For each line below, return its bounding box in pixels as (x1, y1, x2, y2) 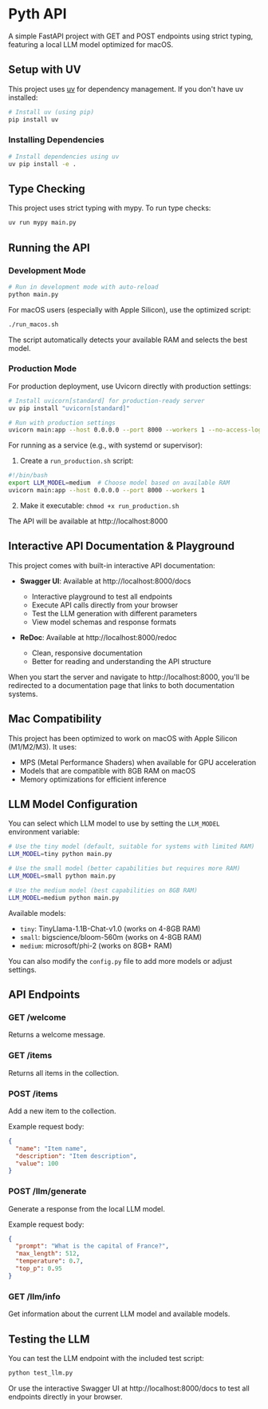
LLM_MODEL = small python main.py (8, 872, 116, 880)
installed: (8, 93, 38, 102)
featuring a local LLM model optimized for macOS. (8, 39, 174, 49)
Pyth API (8, 5, 67, 23)
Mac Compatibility (8, 712, 102, 726)
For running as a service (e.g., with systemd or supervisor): (8, 440, 203, 450)
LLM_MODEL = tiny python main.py (8, 850, 112, 858)
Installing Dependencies (8, 134, 105, 145)
